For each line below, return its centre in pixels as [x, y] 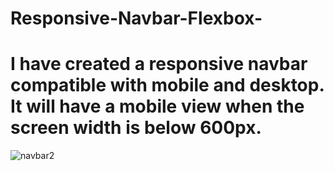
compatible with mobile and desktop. [167, 85]
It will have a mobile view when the [157, 106]
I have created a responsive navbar [159, 64]
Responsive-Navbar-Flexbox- [136, 18]
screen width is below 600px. [136, 128]
